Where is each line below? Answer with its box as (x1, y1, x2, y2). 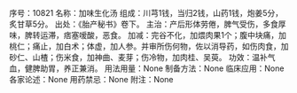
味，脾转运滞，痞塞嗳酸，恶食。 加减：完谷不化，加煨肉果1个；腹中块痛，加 (9, 30, 286, 40)
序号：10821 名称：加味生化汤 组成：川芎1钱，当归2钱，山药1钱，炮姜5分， (9, 8, 284, 18)
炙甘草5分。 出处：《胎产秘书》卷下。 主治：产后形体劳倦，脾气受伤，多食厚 (9, 19, 286, 29)
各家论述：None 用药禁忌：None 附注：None (9, 74, 175, 84)
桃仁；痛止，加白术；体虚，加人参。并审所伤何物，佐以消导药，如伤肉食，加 (9, 41, 289, 51)
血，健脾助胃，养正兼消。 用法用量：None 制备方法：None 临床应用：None (9, 63, 285, 74)
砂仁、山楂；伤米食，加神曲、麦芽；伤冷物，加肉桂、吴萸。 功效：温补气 (9, 52, 276, 62)
